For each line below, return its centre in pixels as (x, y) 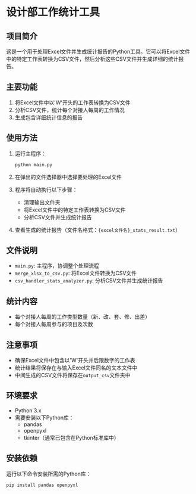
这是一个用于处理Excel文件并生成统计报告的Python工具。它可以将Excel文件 (98, 52)
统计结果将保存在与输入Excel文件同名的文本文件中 (76, 368)
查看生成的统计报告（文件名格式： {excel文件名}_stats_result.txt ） (98, 229)
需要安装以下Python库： (44, 417)
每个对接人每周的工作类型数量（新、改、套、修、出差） (82, 317)
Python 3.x (28, 410)
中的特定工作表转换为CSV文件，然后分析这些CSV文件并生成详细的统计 (92, 59)
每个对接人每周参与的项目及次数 (54, 324)
